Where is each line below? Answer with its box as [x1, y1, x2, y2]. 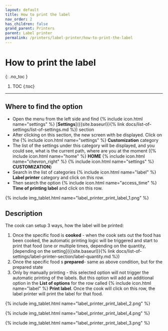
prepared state [12, 264, 43, 270]
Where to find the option [5, 102, 83, 111]
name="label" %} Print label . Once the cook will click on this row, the [12, 285, 155, 291]
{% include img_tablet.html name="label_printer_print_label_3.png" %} [5, 320, 150, 326]
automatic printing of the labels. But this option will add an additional [12, 275, 154, 281]
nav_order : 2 [5, 17, 32, 22]
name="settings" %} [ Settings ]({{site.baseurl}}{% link [12, 121, 125, 127]
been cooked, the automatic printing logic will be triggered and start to [12, 238, 158, 244]
